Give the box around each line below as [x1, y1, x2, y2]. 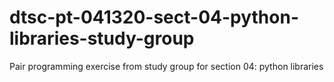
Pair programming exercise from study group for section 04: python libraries [9, 60, 324, 72]
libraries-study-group [9, 27, 195, 50]
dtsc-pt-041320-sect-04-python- [9, 6, 299, 29]
